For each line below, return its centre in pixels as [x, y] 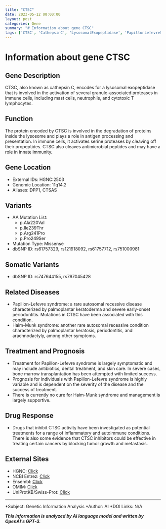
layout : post [19, 19]
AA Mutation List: [30, 217]
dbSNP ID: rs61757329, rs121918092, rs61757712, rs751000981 [76, 249]
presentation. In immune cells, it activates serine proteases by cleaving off [81, 141]
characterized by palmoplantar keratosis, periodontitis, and [72, 331]
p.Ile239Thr [31, 228]
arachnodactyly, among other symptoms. [54, 336]
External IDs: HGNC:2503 [38, 179]
